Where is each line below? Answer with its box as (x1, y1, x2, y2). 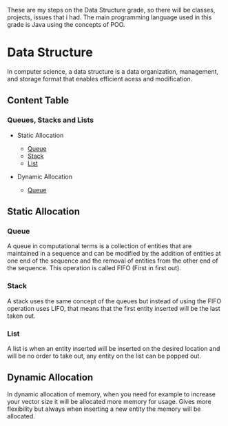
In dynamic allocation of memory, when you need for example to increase (7, 389, 216, 398)
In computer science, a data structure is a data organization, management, (7, 67, 219, 75)
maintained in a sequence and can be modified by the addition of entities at (7, 250, 222, 258)
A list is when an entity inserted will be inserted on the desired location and (7, 344, 220, 352)
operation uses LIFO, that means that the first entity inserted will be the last (7, 304, 220, 312)
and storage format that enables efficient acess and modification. (7, 74, 193, 83)
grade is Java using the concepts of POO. (7, 21, 125, 28)
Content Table (7, 94, 70, 106)
